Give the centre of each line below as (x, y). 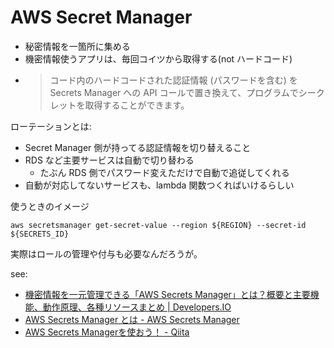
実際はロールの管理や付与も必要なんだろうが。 (106, 253)
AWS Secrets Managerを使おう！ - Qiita (107, 332)
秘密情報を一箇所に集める (77, 46)
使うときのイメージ (50, 206)
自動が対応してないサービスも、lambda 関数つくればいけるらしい (159, 185)
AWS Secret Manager (101, 17)
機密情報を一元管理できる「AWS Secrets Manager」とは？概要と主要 (167, 294)
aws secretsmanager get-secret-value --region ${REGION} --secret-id (158, 225)
